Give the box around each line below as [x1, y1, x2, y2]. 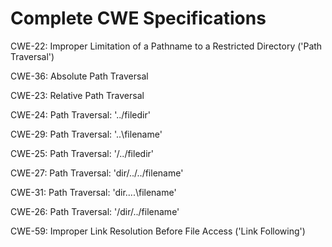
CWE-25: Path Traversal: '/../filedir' [10, 147, 154, 159]
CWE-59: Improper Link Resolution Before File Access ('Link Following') [10, 225, 306, 237]
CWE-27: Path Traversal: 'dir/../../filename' [10, 167, 184, 179]
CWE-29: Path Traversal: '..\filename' [10, 128, 163, 140]
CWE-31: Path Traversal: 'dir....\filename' [10, 186, 177, 198]
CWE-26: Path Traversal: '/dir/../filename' [10, 205, 180, 217]
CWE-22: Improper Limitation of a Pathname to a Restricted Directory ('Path [10, 40, 323, 52]
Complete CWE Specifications [10, 7, 267, 30]
